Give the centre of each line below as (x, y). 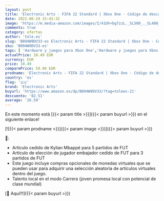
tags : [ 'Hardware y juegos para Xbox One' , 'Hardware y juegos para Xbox (82, 50)
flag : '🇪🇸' (17, 82)
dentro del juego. (29, 174)
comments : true (20, 28)
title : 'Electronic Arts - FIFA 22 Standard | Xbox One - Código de (76, 14)
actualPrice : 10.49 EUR (29, 55)
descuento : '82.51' (25, 96)
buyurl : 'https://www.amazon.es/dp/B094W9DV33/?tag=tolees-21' (71, 91)
